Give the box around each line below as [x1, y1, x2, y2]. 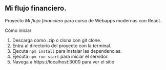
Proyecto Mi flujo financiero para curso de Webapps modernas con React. [5, 17, 162, 23]
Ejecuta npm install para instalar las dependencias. [12, 48, 122, 54]
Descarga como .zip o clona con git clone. [12, 37, 102, 43]
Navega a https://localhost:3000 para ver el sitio [12, 58, 115, 65]
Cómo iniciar [5, 27, 32, 33]
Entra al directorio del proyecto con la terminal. [12, 43, 111, 49]
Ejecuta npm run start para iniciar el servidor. [12, 53, 109, 59]
